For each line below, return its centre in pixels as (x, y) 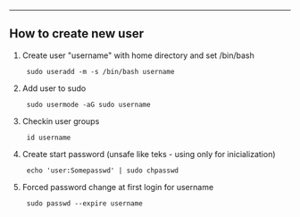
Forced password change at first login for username (118, 187)
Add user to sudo (54, 88)
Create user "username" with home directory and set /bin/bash (138, 55)
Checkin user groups (61, 121)
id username (49, 138)
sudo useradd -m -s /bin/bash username (100, 71)
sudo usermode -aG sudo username (88, 104)
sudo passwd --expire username (84, 203)
